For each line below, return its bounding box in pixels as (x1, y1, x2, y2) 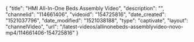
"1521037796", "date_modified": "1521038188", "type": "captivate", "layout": (5, 17, 189, 24)
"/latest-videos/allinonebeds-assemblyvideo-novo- (60, 23, 184, 30)
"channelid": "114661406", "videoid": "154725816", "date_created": (5, 11, 166, 18)
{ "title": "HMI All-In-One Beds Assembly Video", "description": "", (5, 5, 165, 12)
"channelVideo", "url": (5, 23, 59, 30)
